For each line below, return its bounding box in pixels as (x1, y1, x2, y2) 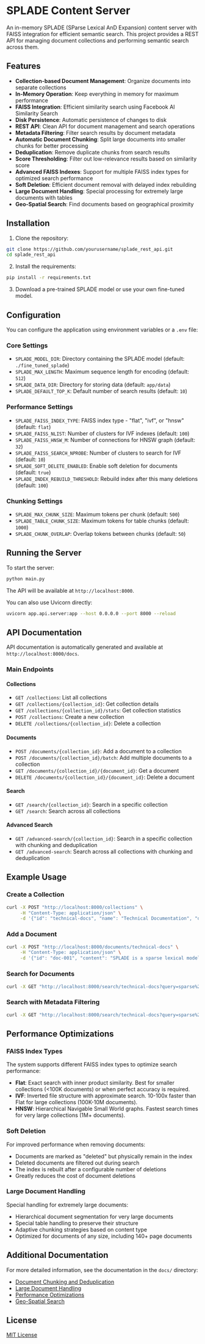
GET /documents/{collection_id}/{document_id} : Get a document (15, 767, 179, 774)
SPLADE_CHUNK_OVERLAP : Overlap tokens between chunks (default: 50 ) (15, 530, 186, 537)
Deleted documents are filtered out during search (15, 1159, 140, 1166)
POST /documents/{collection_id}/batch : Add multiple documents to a (15, 754, 192, 761)
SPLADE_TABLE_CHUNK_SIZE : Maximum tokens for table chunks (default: (15, 517, 189, 524)
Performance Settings (6, 403, 73, 411)
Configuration (6, 309, 61, 320)
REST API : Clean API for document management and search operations (15, 123, 195, 130)
